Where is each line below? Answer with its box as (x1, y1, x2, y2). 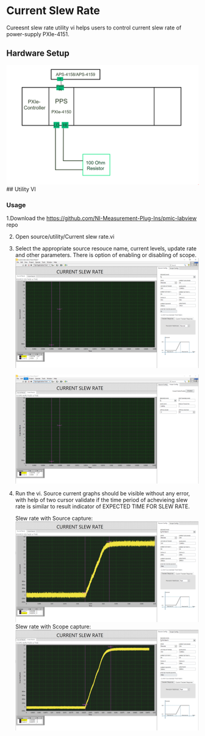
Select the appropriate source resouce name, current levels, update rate (15, 245, 197, 252)
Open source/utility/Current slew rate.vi (15, 233, 115, 241)
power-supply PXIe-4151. (6, 30, 70, 37)
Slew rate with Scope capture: (15, 623, 92, 631)
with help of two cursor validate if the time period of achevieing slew (15, 496, 188, 503)
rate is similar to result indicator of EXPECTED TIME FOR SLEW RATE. (15, 503, 190, 510)
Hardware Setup (6, 48, 70, 59)
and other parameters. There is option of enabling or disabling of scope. (15, 252, 197, 259)
